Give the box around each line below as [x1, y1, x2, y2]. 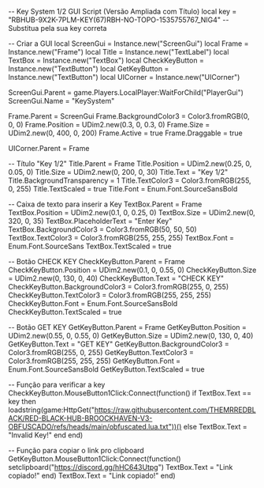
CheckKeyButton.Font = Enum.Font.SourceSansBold [8, 299, 178, 308]
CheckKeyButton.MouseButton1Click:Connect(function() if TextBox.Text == [8, 388, 252, 398]
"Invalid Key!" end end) [8, 430, 84, 440]
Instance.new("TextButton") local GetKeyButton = [8, 64, 169, 74]
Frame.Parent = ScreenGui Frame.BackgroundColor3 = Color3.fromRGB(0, [8, 112, 250, 121]
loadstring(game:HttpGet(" [8, 405, 95, 414]
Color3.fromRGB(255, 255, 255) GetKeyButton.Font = [8, 356, 181, 365]
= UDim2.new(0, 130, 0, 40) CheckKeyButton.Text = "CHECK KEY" [8, 274, 225, 283]
